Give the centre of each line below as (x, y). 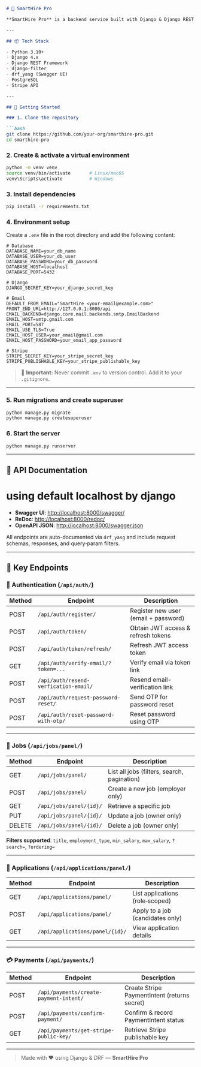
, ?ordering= (40, 846)
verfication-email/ (66, 686)
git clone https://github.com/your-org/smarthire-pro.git (80, 134)
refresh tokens (150, 635)
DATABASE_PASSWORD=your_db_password (52, 262)
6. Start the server (33, 434)
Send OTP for (149, 697)
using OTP (145, 722)
